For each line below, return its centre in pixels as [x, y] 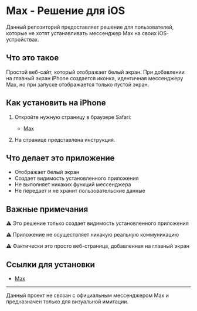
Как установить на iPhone [56, 103]
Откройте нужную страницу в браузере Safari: [73, 117]
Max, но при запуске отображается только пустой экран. [78, 84]
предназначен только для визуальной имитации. [67, 302]
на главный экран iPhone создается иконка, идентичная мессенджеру [95, 78]
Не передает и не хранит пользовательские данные [80, 191]
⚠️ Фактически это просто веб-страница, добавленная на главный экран [98, 246]
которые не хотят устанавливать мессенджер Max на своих [81, 33]
